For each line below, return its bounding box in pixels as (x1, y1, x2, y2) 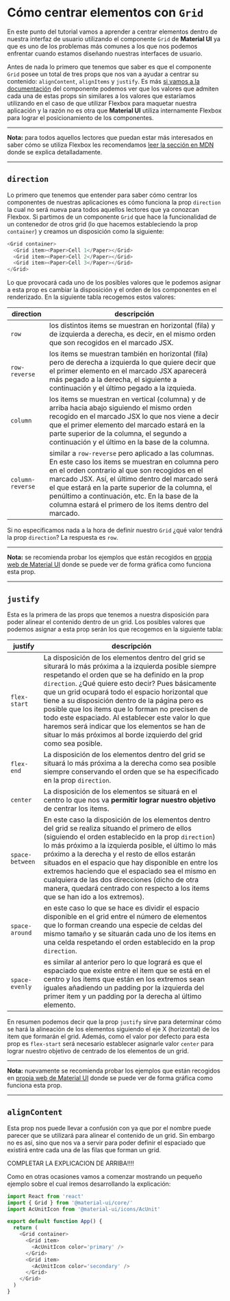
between (10, 857, 36, 866)
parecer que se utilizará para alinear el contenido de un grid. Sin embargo (7, 1131, 216, 1139)
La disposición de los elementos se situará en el (43, 787, 197, 796)
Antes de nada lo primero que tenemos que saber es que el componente (7, 62, 212, 71)
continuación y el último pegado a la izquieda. (49, 383, 196, 393)
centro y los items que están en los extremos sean (43, 974, 205, 983)
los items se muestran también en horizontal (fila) (49, 349, 209, 359)
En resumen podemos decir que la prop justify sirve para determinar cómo (7, 1017, 222, 1026)
